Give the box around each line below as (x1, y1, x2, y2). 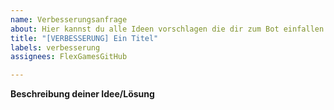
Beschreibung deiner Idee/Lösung (10, 88, 155, 100)
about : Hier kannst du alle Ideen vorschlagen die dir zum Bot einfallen (10, 24, 325, 34)
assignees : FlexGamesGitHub (10, 52, 128, 62)
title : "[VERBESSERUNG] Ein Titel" (10, 33, 159, 43)
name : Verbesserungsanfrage (10, 14, 128, 25)
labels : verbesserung (10, 42, 101, 53)
